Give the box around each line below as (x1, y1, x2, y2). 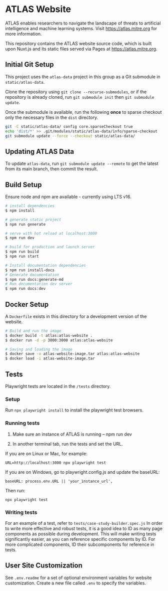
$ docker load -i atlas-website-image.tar (5, 356, 95, 361)
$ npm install (5, 208, 35, 213)
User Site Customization (5, 561, 82, 570)
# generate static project (5, 217, 61, 222)
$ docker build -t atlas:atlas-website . (5, 333, 93, 338)
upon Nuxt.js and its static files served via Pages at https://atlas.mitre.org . (5, 46, 157, 52)
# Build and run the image (5, 328, 61, 333)
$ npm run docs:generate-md (5, 277, 64, 282)
